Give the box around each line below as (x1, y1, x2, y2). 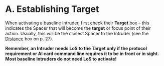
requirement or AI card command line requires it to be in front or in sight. (5, 51, 159, 57)
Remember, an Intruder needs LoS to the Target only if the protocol (5, 45, 147, 51)
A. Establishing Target (5, 3, 99, 15)
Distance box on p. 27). (5, 36, 54, 42)
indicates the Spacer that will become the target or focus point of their (5, 25, 151, 31)
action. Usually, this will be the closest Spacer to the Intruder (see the (5, 30, 149, 36)
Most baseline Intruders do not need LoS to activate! (5, 56, 117, 62)
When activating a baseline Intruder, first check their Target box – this (5, 20, 149, 26)
